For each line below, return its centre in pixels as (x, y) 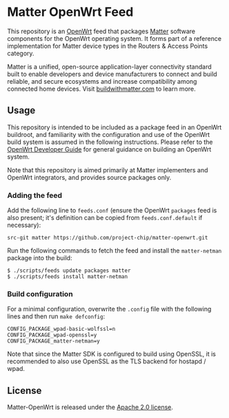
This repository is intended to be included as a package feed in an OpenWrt (114, 127)
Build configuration (40, 293)
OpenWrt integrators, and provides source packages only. (89, 177)
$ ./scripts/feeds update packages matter (69, 271)
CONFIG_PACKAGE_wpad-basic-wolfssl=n (61, 329)
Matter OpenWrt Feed (70, 12)
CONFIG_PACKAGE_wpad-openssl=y (52, 335)
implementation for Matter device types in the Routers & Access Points (108, 46)
